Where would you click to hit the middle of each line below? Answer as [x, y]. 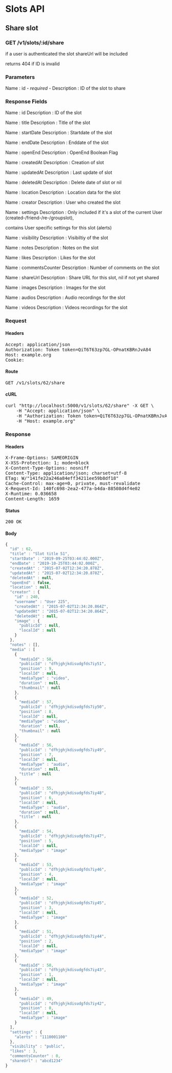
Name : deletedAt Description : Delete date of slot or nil [63, 183]
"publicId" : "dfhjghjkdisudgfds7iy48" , [62, 793]
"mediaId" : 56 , [36, 745]
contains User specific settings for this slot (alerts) [59, 228]
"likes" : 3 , [24, 1051]
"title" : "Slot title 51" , [40, 554]
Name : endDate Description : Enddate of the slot [57, 142]
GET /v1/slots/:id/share [35, 43]
